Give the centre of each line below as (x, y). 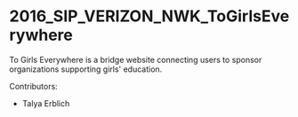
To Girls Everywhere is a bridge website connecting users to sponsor (136, 59)
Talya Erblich (46, 103)
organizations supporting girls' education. (86, 69)
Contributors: (33, 86)
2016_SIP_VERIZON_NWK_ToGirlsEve (149, 16)
